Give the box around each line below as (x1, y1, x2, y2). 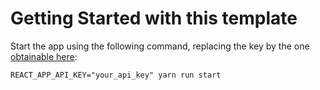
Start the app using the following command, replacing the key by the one (10, 40, 310, 52)
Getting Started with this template (10, 7, 298, 30)
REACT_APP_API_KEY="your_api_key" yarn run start (10, 70, 222, 80)
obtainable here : (10, 50, 78, 62)
